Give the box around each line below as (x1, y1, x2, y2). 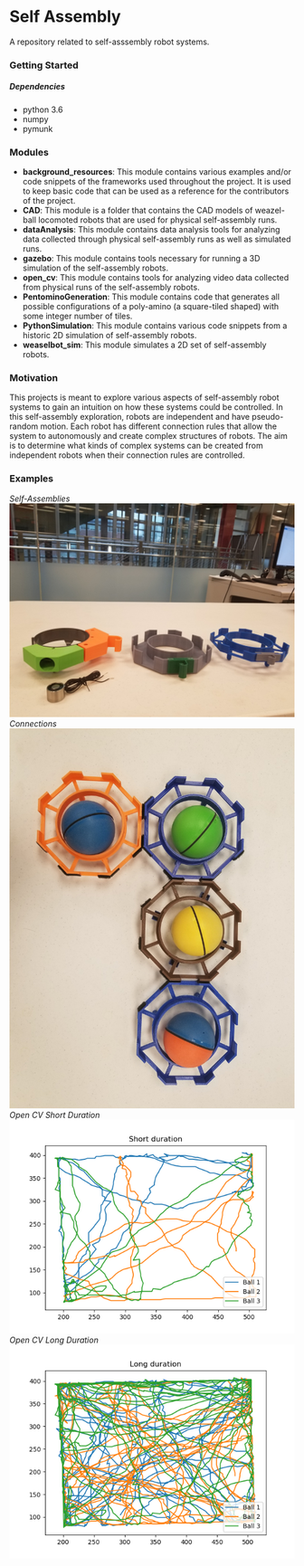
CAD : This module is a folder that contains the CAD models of (22, 205, 253, 216)
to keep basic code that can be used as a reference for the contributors (22, 185, 290, 196)
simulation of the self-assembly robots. (22, 262, 169, 273)
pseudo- (252, 412, 284, 422)
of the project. (22, 195, 76, 206)
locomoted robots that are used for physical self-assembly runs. (38, 214, 278, 225)
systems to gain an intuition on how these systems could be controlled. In (9, 402, 283, 413)
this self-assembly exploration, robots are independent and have (9, 412, 251, 422)
